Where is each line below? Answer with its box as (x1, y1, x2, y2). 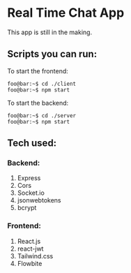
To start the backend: (7, 98, 69, 107)
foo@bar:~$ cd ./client (7, 80, 77, 87)
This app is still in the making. (7, 28, 93, 36)
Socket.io (17, 189, 45, 197)
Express (17, 174, 41, 182)
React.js (17, 237, 41, 245)
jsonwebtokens (17, 196, 61, 205)
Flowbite (17, 259, 43, 267)
